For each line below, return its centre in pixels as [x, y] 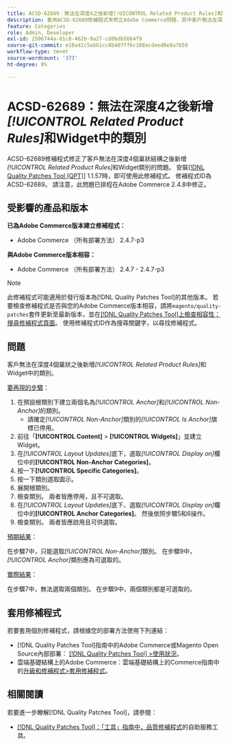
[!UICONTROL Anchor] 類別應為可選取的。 [66, 560]
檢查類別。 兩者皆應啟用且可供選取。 [69, 522]
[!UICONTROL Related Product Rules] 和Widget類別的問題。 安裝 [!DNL [106, 167]
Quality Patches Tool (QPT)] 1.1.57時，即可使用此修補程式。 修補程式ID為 [110, 176]
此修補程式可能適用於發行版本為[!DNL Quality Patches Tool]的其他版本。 [109, 297]
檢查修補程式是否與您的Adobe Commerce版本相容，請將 [92, 306]
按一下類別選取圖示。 [47, 479]
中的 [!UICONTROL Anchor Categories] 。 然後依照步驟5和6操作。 [116, 514]
